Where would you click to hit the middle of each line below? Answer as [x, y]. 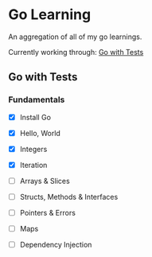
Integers [33, 149]
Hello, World [40, 133]
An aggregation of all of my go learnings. [75, 37]
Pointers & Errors [47, 213]
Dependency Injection [56, 245]
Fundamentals [37, 99]
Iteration [33, 165]
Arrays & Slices [45, 181]
